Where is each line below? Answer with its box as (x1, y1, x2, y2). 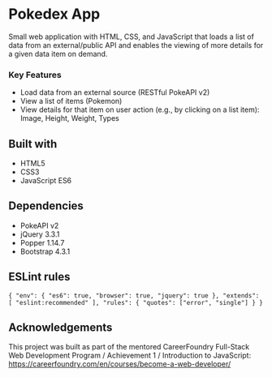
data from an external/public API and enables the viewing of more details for (8, 40, 264, 49)
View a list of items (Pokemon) (19, 96, 123, 106)
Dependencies (8, 199, 84, 213)
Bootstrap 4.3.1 (19, 246, 71, 256)
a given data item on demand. (8, 49, 108, 58)
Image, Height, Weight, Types (19, 114, 119, 123)
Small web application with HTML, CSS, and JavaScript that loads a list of (8, 32, 254, 41)
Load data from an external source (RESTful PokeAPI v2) (19, 88, 210, 97)
